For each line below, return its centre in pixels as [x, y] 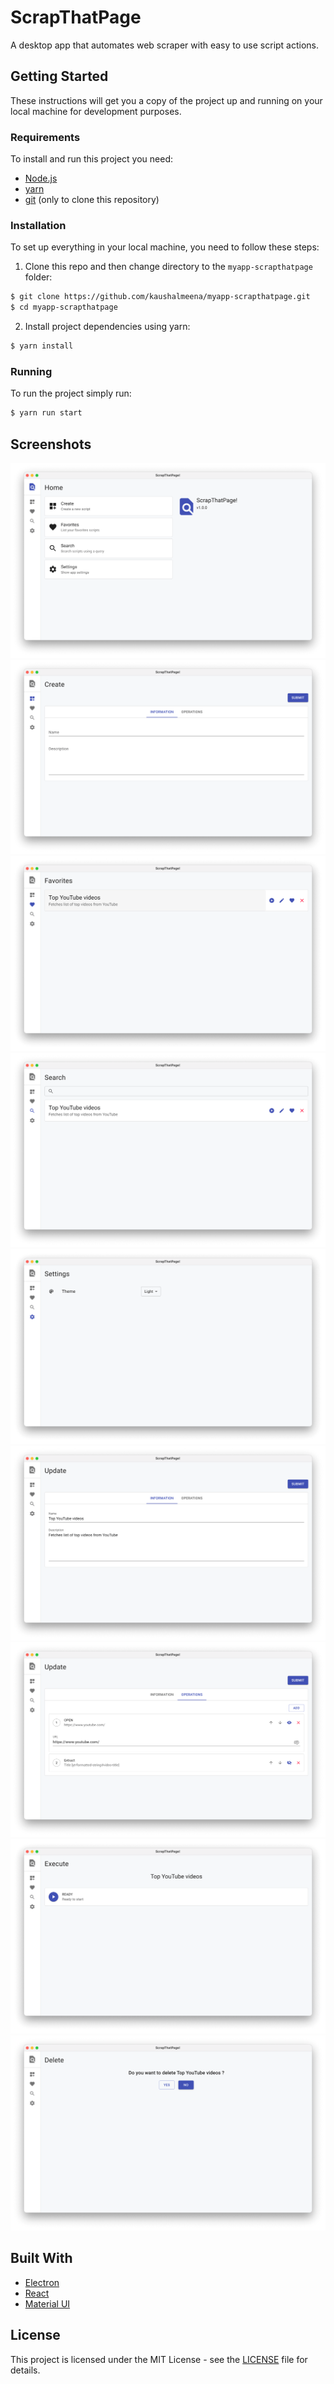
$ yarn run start [46, 413]
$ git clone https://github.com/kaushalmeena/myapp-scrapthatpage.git [160, 297]
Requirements [45, 137]
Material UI [47, 2303]
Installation [38, 225]
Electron [42, 2282]
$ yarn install [42, 346]
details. [25, 2370]
